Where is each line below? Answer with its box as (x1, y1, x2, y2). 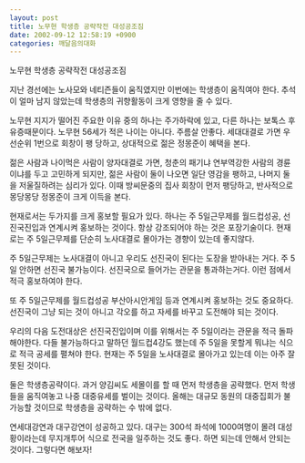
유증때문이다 (9, 127, 55, 138)
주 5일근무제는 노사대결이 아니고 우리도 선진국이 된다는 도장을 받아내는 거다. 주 (9, 252, 289, 264)
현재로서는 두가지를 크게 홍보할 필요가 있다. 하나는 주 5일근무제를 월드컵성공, (9, 211, 281, 221)
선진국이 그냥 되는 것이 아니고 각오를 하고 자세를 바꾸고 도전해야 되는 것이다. (9, 306, 280, 317)
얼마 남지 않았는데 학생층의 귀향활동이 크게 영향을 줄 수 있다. (18, 96, 233, 107)
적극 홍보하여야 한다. (9, 275, 83, 287)
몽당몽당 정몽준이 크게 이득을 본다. (9, 191, 131, 202)
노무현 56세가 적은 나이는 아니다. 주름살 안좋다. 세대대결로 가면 (57, 127, 281, 138)
